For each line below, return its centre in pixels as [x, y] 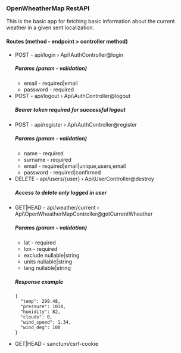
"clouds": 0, [37, 317]
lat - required [40, 243]
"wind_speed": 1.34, [46, 323]
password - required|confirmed [62, 173]
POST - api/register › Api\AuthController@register [76, 125]
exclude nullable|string [52, 256]
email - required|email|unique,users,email [75, 166]
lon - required [40, 249]
